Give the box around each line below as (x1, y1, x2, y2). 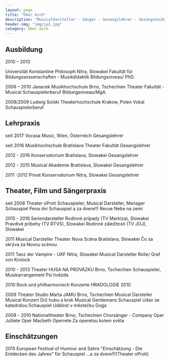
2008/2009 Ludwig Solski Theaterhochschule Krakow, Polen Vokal (5, 98, 145, 105)
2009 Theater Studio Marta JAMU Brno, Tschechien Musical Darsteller (5, 291, 153, 298)
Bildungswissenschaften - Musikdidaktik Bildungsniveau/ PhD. (5, 74, 135, 80)
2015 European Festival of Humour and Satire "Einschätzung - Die (5, 346, 143, 352)
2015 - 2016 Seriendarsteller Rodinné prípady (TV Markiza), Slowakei (5, 215, 149, 221)
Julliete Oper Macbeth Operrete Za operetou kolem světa (5, 317, 124, 323)
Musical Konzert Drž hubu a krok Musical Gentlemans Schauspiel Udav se (5, 297, 160, 303)
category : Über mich (5, 26, 49, 31)
